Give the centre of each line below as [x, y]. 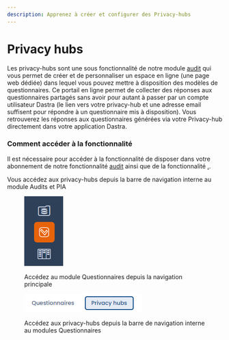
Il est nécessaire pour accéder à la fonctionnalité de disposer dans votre [109, 159]
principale [38, 284]
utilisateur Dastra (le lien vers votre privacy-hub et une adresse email [104, 104]
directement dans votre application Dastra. [67, 126]
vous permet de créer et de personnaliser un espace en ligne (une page [108, 75]
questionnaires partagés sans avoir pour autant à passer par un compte [108, 97]
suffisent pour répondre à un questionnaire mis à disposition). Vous [102, 112]
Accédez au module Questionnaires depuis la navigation [104, 276]
